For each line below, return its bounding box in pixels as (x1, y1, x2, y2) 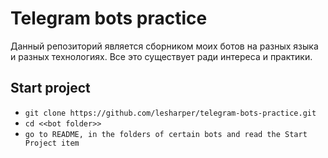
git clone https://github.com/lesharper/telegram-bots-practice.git (24, 108, 317, 118)
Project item (24, 138, 80, 148)
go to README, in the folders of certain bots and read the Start (24, 129, 308, 139)
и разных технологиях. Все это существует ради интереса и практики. (10, 50, 313, 62)
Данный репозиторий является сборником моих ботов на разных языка (10, 40, 319, 52)
